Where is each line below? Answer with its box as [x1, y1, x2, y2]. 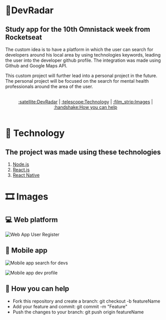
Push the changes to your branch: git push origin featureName [12, 309, 144, 315]
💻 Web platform [5, 215, 58, 224]
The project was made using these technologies [5, 147, 161, 156]
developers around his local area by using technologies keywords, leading [5, 52, 161, 58]
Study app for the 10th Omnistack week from [5, 25, 150, 34]
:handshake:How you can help [53, 104, 118, 110]
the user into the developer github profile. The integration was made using [5, 57, 161, 63]
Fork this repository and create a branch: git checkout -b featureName [12, 298, 160, 304]
